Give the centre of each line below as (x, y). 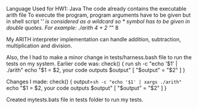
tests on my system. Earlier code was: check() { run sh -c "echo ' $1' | (92, 63)
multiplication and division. (39, 46)
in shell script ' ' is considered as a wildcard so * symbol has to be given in (98, 21)
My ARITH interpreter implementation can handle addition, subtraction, (94, 39)
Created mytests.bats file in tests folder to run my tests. (75, 99)
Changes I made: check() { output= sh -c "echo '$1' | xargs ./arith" (94, 81)
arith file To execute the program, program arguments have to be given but (98, 15)
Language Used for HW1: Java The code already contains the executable (97, 9)
